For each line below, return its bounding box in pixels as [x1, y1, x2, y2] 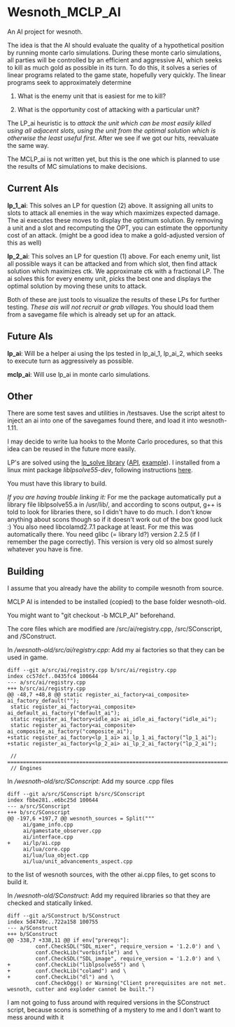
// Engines [10, 765, 42, 772]
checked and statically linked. [7, 899, 93, 907]
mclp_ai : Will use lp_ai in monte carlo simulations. [7, 370, 150, 378]
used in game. [7, 653, 48, 662]
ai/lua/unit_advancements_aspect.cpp [22, 858, 133, 865]
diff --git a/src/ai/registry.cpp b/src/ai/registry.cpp [7, 667, 177, 674]
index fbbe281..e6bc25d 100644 [7, 797, 99, 804]
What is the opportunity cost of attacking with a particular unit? [17, 105, 200, 113]
